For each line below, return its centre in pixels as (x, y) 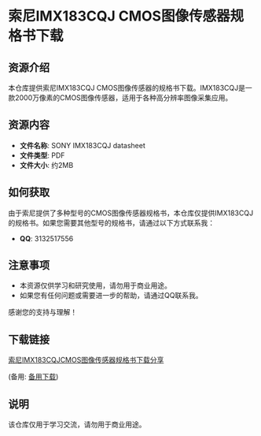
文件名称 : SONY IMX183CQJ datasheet (82, 145)
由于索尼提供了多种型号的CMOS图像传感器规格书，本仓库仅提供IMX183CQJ (131, 213)
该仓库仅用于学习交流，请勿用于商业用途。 (77, 425)
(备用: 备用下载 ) (33, 377)
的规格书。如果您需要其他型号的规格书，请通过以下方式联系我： (111, 222)
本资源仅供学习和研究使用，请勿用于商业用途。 (95, 285)
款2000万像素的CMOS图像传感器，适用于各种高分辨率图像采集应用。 (120, 98)
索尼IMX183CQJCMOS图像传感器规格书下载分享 (86, 360)
